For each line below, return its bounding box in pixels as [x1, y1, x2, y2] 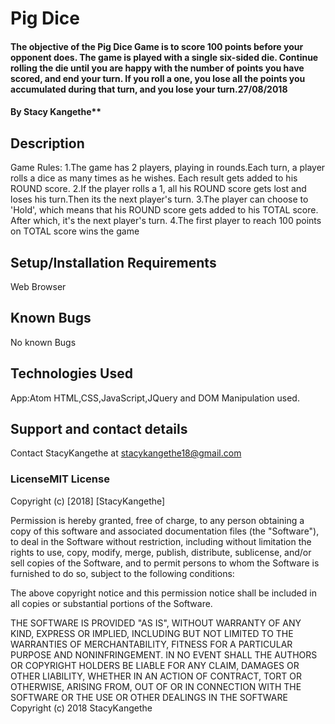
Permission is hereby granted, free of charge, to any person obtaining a [10, 514, 305, 526]
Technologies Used [10, 365, 133, 382]
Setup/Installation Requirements [10, 254, 217, 271]
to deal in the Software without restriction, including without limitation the [10, 535, 312, 547]
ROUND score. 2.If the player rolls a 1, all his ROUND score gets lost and [10, 183, 307, 195]
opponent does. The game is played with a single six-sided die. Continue [10, 51, 319, 63]
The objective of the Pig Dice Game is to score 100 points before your [10, 40, 304, 52]
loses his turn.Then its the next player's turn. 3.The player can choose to [10, 193, 309, 206]
